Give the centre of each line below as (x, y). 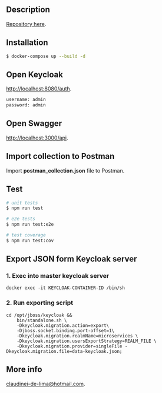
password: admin (26, 105)
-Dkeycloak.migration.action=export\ (63, 325)
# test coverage (26, 235)
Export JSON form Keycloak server (72, 259)
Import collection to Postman (60, 156)
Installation (27, 43)
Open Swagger (34, 124)
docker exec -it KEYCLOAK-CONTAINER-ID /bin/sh (66, 288)
